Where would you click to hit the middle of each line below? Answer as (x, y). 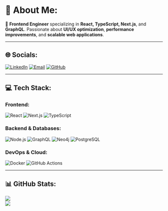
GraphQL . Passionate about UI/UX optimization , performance (69, 29)
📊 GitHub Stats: (31, 184)
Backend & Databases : (33, 128)
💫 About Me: (31, 10)
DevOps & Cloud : (26, 152)
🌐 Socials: (21, 55)
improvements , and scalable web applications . (54, 34)
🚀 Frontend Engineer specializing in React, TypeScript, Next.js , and (76, 24)
